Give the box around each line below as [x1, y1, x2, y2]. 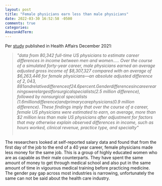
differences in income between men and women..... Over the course [16, 58, 153, 63]
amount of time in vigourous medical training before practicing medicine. [5, 165, 150, 170]
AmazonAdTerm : [5, 30, 34, 34]
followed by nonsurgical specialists [16, 94, 88, 100]
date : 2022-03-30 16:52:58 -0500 [5, 16, 73, 21]
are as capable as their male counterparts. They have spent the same [5, 155, 144, 160]
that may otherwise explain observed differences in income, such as [16, 119, 154, 125]
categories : [5, 25, 29, 30]
